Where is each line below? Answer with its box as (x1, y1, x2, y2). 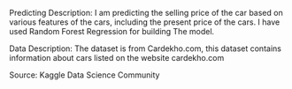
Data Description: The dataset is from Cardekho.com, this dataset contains (9, 43, 281, 54)
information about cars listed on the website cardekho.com (9, 53, 225, 63)
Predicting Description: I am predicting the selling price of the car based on (9, 8, 283, 18)
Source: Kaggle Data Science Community (9, 70, 160, 80)
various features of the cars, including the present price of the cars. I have (9, 17, 280, 27)
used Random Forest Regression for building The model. (9, 26, 215, 36)
